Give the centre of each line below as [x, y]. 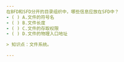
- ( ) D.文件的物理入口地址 [37, 34]
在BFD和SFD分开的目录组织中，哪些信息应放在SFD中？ [63, 12]
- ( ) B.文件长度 [26, 23]
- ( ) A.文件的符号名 [30, 17]
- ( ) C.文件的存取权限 [32, 28]
